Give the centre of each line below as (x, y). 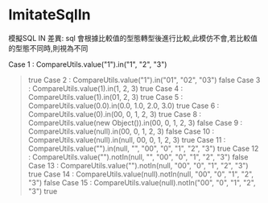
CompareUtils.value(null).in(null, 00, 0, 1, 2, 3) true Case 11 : (127, 139)
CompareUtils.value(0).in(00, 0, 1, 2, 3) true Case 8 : (115, 114)
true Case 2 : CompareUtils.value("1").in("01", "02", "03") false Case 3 (144, 80)
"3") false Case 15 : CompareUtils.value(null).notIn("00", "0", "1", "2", (142, 182)
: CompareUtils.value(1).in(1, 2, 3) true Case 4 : (105, 88)
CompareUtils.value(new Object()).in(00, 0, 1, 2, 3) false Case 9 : (135, 122)
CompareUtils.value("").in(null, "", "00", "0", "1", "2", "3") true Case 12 (143, 148)
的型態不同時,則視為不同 (48, 48)
